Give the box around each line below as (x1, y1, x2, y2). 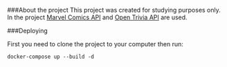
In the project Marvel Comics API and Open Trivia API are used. (7, 13, 188, 21)
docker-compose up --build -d (7, 53, 95, 60)
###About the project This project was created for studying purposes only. (7, 6, 221, 14)
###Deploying (7, 27, 48, 35)
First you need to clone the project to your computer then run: (7, 40, 183, 48)
